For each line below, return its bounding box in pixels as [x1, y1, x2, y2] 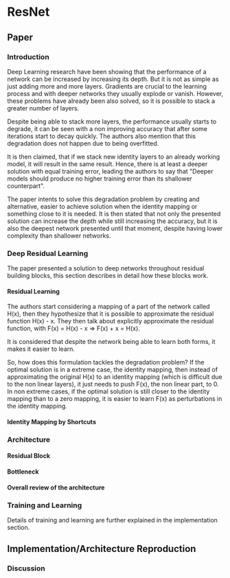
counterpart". [7, 181, 45, 189]
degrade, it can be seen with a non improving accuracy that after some [7, 124, 208, 132]
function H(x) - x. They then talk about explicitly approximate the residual [7, 317, 214, 325]
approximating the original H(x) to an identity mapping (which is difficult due [7, 373, 222, 381]
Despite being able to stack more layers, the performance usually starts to [7, 117, 217, 126]
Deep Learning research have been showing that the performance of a [7, 67, 207, 76]
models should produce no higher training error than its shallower [7, 174, 192, 183]
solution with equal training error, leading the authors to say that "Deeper [7, 167, 214, 175]
